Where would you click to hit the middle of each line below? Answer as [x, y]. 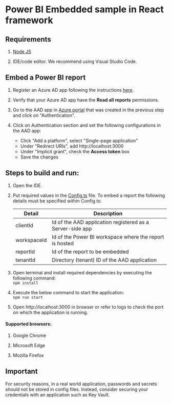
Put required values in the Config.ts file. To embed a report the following [89, 195]
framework [29, 20]
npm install [25, 283]
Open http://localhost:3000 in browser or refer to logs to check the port [88, 307]
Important [21, 371]
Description [108, 213]
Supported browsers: [29, 324]
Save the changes [39, 157]
